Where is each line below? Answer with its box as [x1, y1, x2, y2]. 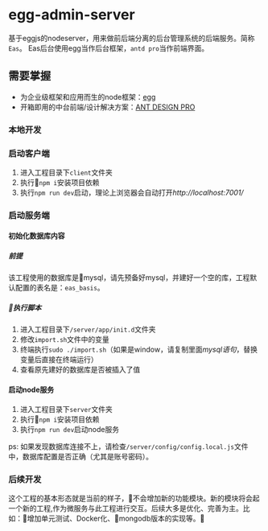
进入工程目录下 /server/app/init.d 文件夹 [19, 324, 156, 335]
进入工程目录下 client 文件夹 [19, 167, 113, 177]
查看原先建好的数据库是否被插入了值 [19, 364, 141, 375]
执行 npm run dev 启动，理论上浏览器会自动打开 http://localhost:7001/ [19, 187, 244, 197]
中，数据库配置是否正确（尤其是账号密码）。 [8, 451, 153, 461]
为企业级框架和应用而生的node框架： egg [19, 92, 156, 101]
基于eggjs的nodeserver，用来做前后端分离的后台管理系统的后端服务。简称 [8, 33, 255, 43]
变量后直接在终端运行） [19, 355, 98, 364]
